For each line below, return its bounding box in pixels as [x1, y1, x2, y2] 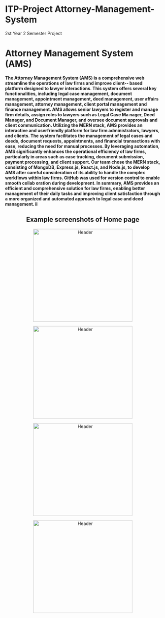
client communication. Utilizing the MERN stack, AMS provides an [5, 122, 143, 128]
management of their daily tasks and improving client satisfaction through [5, 190, 161, 196]
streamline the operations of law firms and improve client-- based [5, 80, 143, 86]
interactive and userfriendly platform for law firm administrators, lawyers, [5, 127, 160, 133]
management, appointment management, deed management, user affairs [5, 95, 159, 102]
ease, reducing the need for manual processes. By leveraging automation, [5, 143, 160, 149]
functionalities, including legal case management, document [5, 91, 132, 96]
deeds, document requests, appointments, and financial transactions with [5, 138, 160, 144]
